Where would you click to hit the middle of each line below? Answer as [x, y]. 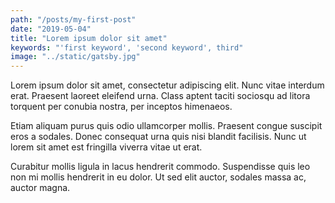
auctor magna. [40, 188]
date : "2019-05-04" [51, 29]
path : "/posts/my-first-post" [73, 19]
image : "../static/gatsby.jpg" [75, 57]
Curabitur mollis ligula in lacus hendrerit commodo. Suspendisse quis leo [160, 167]
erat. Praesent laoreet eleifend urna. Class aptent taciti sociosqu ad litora [160, 96]
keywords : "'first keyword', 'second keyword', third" [127, 47]
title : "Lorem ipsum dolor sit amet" [89, 38]
